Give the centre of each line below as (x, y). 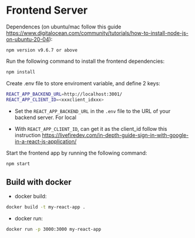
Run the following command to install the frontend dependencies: (85, 61)
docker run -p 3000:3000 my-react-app (54, 229)
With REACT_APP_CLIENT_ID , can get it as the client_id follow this (91, 128)
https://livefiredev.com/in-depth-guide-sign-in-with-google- (115, 135)
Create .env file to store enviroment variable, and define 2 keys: (83, 83)
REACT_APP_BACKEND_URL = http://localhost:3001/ (64, 94)
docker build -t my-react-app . (46, 207)
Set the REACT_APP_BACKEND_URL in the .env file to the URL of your (92, 111)
